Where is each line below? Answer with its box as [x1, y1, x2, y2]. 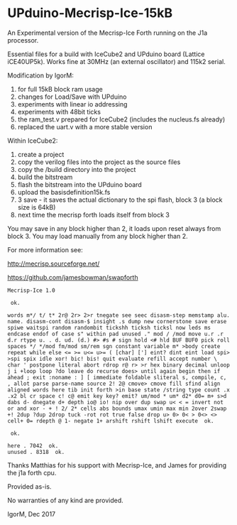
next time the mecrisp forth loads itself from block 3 [17, 210, 170, 219]
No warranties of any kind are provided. [7, 496, 123, 504]
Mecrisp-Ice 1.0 [7, 286, 55, 294]
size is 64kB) [17, 202, 56, 211]
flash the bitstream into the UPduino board [17, 180, 142, 189]
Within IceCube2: [7, 136, 58, 145]
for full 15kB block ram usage [17, 85, 103, 93]
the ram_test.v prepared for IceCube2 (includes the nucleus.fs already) [17, 115, 226, 124]
